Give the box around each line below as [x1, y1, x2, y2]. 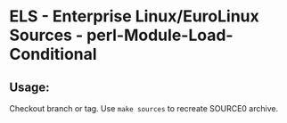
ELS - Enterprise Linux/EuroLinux [9, 6, 260, 27]
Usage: [9, 79, 51, 94]
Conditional [9, 45, 97, 64]
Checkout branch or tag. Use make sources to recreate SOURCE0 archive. [9, 103, 279, 113]
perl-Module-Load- [86, 25, 234, 45]
